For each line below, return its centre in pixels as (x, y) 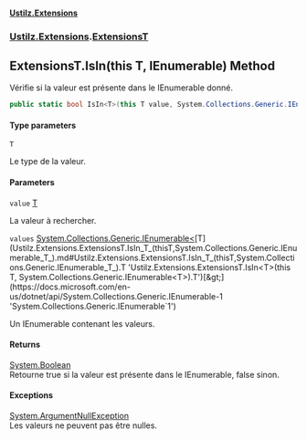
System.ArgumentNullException (69, 416)
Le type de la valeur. (48, 162)
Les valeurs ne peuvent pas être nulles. (84, 425)
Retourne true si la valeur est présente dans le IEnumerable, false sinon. (145, 374)
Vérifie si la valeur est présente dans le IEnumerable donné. (121, 88)
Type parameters (43, 125)
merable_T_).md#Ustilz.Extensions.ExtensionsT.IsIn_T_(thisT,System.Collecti (152, 257)
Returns (25, 345)
